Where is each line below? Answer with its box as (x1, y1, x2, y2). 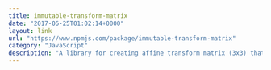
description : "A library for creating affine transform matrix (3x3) (8, 49, 248, 57)
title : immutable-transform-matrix (8, 11, 128, 20)
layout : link (8, 27, 52, 35)
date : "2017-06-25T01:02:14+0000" (8, 19, 125, 27)
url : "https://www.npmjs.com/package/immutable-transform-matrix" (8, 34, 236, 43)
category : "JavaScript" (8, 42, 89, 50)
